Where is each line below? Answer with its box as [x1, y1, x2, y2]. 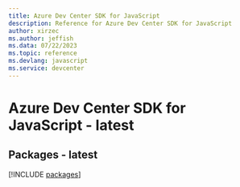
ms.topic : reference [8, 49, 78, 57]
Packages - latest [8, 148, 98, 162]
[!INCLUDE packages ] [8, 169, 81, 179]
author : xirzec [8, 27, 60, 35]
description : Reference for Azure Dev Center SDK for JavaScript [8, 19, 232, 27]
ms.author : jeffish [8, 34, 74, 43]
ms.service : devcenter [8, 64, 85, 73]
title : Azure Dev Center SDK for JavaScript [8, 11, 160, 20]
